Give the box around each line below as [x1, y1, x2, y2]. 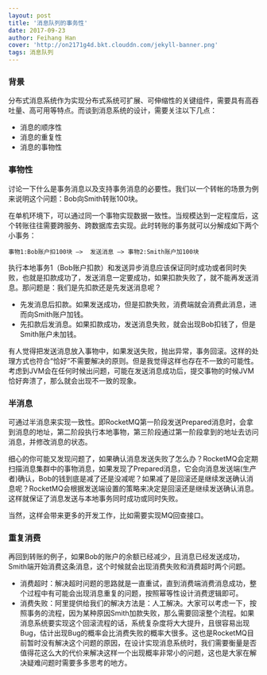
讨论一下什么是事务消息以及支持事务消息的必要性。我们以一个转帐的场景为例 [8, 183, 259, 193]
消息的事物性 [19, 142, 62, 152]
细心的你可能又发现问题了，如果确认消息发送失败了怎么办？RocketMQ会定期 [8, 453, 258, 463]
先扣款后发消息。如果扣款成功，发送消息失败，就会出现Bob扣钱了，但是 [19, 319, 256, 329]
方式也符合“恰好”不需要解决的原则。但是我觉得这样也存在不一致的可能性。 [14, 356, 258, 365]
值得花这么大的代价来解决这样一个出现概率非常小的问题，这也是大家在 [19, 648, 250, 658]
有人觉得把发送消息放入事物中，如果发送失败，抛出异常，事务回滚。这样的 [8, 346, 252, 356]
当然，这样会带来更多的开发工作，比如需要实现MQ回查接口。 [8, 510, 208, 520]
